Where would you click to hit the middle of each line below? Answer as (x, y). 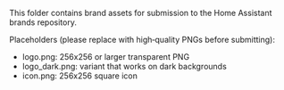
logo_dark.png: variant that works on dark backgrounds (125, 66)
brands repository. (43, 22)
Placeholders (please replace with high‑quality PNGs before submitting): (142, 40)
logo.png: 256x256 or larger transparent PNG (106, 57)
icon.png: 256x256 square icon (80, 76)
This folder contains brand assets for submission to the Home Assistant (141, 13)
